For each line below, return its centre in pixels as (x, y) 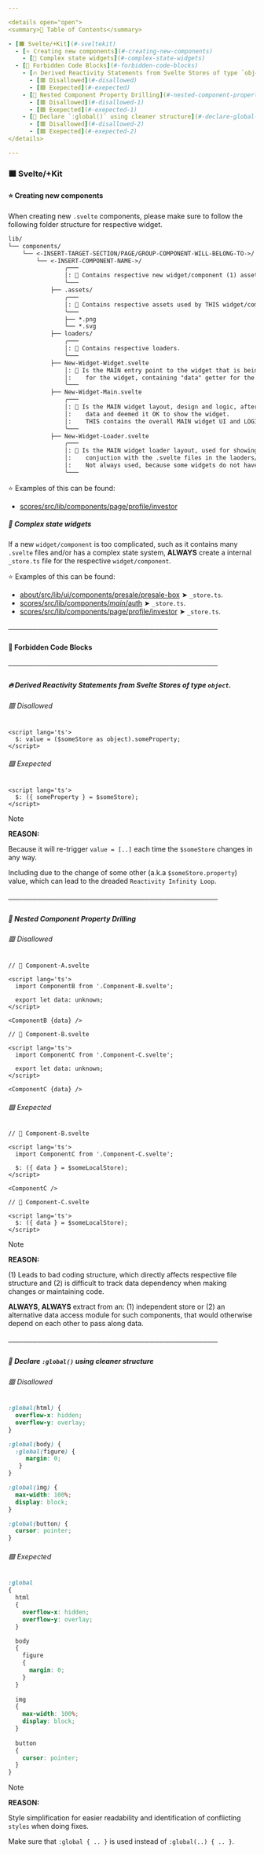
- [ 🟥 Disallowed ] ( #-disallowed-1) (86, 102)
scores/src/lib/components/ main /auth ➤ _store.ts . (103, 603)
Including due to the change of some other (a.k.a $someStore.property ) (123, 873)
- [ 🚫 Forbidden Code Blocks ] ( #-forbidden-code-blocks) (107, 66)
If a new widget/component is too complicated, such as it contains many (123, 544)
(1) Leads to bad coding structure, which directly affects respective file (123, 1275)
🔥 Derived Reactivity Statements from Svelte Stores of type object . (120, 685)
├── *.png (80, 319)
